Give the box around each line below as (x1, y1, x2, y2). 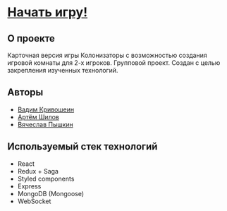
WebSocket (17, 197, 51, 205)
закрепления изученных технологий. (7, 66, 118, 74)
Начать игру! (7, 4, 88, 20)
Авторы (7, 86, 44, 99)
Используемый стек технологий (7, 140, 158, 152)
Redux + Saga (17, 167, 59, 175)
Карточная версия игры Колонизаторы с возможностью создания (7, 51, 208, 59)
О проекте (7, 32, 55, 44)
